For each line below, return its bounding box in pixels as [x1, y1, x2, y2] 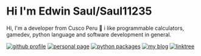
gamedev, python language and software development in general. [6, 30, 172, 38]
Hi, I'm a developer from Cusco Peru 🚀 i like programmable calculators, [6, 24, 185, 32]
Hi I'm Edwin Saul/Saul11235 [6, 4, 152, 18]
